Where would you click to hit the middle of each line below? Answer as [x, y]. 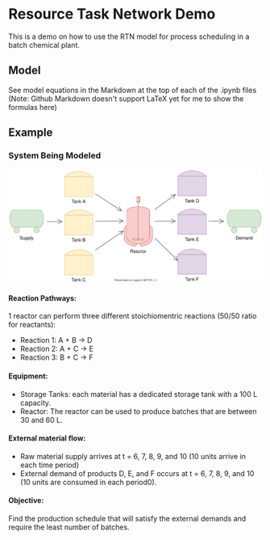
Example [31, 133]
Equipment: [28, 376]
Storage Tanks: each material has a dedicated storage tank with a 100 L [139, 394]
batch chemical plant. [44, 44]
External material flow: [47, 438]
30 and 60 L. [41, 420]
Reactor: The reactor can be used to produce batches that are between [138, 411]
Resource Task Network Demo [112, 14]
